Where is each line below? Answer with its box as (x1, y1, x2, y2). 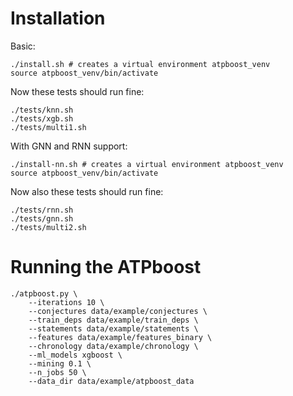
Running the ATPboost (10, 256, 202, 279)
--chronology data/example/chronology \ (28, 341, 199, 351)
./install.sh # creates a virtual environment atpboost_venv (10, 59, 271, 69)
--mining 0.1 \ (28, 358, 92, 369)
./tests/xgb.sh (10, 113, 74, 124)
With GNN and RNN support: (10, 140, 128, 152)
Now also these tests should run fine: (10, 185, 164, 197)
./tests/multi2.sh (10, 222, 87, 232)
